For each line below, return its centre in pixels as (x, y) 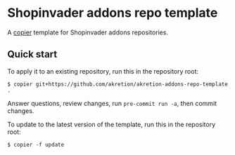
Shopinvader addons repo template (113, 13)
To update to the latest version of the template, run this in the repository (112, 124)
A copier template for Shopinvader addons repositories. (88, 32)
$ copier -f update (36, 144)
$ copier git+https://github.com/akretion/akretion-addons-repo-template (118, 84)
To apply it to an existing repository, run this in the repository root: (103, 71)
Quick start (32, 54)
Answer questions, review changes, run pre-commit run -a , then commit (112, 103)
